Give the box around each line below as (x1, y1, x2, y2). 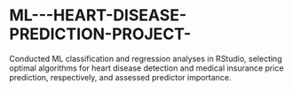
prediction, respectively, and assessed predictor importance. (9, 72, 232, 82)
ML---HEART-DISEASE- (9, 5, 187, 26)
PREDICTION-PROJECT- (9, 24, 192, 44)
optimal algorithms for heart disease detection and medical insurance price (9, 63, 284, 73)
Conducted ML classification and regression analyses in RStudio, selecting (9, 53, 282, 64)
